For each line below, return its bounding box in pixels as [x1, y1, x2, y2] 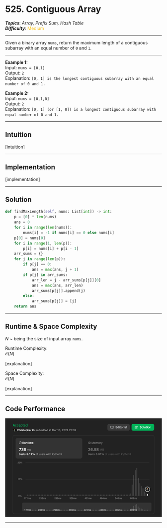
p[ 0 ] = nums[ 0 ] [14, 236, 46, 241]
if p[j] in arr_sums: [23, 272, 68, 277]
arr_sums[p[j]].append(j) [31, 288, 85, 293]
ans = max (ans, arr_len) [31, 283, 83, 288]
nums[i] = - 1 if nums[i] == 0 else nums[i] [23, 230, 114, 235]
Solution [5, 195, 32, 204]
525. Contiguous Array [5, 3, 101, 15]
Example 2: [5, 90, 29, 96]
